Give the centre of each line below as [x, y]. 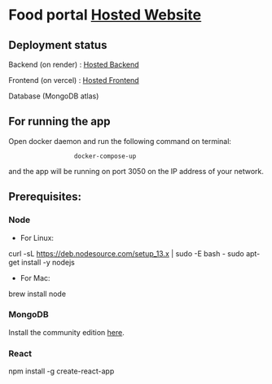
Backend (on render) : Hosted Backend [74, 64]
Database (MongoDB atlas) [54, 96]
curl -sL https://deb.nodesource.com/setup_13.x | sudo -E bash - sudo [126, 253]
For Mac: [35, 277]
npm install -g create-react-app [61, 371]
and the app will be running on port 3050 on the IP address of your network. [136, 171]
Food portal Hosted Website [105, 15]
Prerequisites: [45, 197]
